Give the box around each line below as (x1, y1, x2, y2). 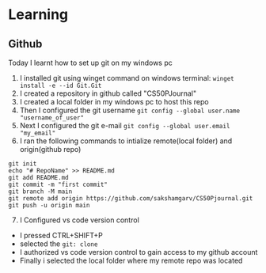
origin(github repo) (19, 145, 82, 154)
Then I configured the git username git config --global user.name (19, 105, 240, 115)
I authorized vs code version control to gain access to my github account (19, 248, 258, 256)
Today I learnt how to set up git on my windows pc (8, 58, 173, 67)
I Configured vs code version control (19, 215, 140, 225)
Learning (8, 6, 69, 24)
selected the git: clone (19, 239, 98, 248)
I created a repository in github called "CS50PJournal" (19, 89, 197, 98)
